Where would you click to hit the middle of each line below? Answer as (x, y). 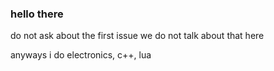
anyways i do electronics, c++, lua (81, 55)
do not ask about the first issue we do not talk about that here (137, 36)
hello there (37, 14)
